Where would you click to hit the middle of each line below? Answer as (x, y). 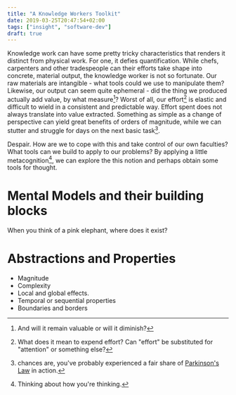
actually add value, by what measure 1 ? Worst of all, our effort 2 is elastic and (117, 99)
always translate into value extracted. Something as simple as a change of (115, 114)
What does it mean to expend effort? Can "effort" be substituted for (115, 342)
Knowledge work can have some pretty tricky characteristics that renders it (117, 53)
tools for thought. (32, 168)
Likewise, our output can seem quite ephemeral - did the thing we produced (117, 91)
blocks (27, 211)
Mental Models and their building (106, 196)
